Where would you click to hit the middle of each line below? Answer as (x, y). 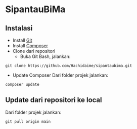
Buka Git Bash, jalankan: (45, 56)
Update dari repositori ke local (54, 100)
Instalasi (19, 28)
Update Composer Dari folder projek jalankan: (60, 75)
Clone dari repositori (34, 51)
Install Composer (30, 46)
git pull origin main (28, 121)
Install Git (22, 40)
